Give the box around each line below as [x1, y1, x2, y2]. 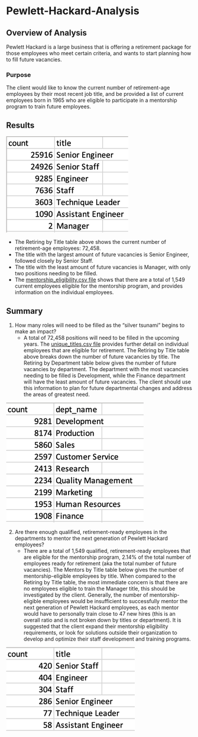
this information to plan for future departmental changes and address [23, 384, 192, 391]
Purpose [6, 70, 31, 79]
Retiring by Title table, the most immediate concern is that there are [23, 578, 188, 585]
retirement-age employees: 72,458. [14, 244, 102, 252]
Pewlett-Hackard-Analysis [6, 4, 140, 18]
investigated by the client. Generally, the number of [23, 591, 149, 598]
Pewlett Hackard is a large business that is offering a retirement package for [6, 43, 191, 50]
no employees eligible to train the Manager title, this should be [23, 585, 176, 592]
